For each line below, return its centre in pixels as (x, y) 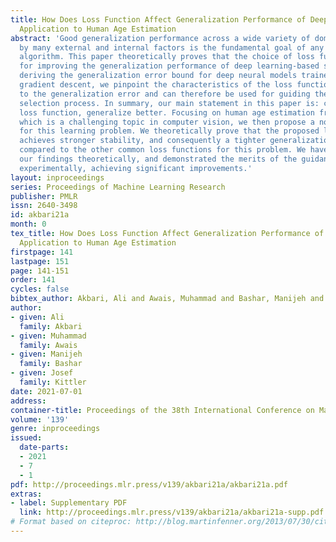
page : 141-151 (40, 271)
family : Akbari (51, 326)
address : (28, 401)
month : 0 (28, 224)
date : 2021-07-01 (46, 391)
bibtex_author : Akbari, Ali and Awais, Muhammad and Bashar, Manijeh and (167, 299)
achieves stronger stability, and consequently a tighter (143, 141)
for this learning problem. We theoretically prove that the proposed (169, 131)
